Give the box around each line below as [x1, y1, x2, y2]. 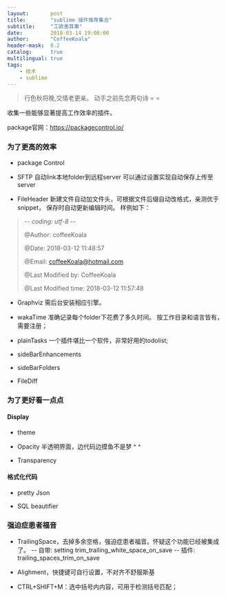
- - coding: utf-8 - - [23, 217, 76, 225]
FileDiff [17, 377, 38, 385]
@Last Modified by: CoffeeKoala [23, 271, 116, 279]
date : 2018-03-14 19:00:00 [7, 29, 110, 37]
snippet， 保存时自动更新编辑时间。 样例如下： [17, 203, 151, 211]
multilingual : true [7, 55, 63, 62]
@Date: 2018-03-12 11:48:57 [23, 244, 105, 252]
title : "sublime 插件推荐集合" [7, 17, 112, 23]
